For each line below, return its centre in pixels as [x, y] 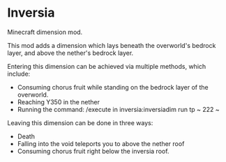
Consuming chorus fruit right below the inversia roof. [93, 151]
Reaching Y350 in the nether [58, 102]
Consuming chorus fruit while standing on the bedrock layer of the [113, 87]
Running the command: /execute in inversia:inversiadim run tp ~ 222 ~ [118, 109]
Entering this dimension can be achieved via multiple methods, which [107, 66]
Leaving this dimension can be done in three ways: [80, 122]
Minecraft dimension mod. [45, 32]
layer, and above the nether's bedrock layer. [70, 53]
